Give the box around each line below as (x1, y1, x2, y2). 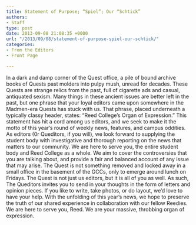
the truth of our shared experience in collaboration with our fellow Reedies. (6, 199, 188, 207)
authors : (6, 14, 28, 20)
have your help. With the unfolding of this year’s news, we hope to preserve (6, 193, 190, 200)
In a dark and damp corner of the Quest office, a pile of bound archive (6, 74, 177, 81)
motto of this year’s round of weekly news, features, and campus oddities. (6, 124, 186, 131)
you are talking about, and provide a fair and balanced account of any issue (6, 155, 190, 162)
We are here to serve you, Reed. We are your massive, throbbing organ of (6, 206, 185, 213)
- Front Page (6, 53, 38, 58)
